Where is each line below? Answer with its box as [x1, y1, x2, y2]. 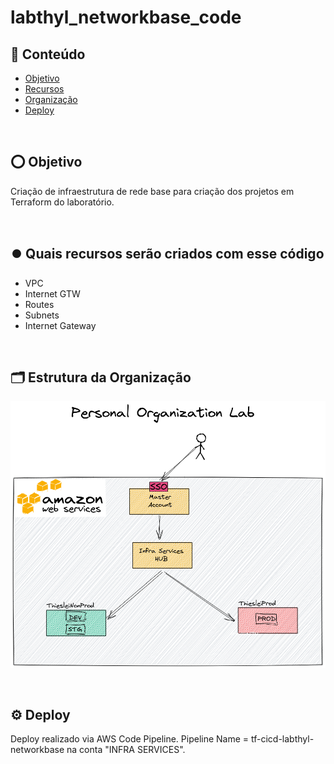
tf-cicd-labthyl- [251, 733, 315, 745]
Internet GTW [24, 287, 81, 300]
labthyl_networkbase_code [10, 6, 242, 29]
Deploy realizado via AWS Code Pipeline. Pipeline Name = [10, 733, 250, 745]
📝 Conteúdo [10, 46, 86, 63]
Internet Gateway [24, 319, 97, 331]
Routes [24, 298, 55, 310]
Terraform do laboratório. [10, 196, 115, 208]
